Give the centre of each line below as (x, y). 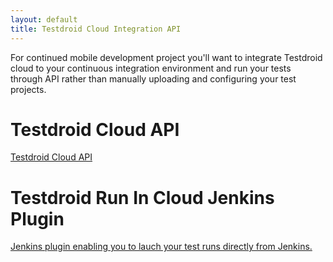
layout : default (44, 19)
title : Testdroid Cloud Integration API (96, 29)
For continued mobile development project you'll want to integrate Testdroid (166, 57)
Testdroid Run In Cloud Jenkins (142, 197)
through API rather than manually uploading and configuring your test (153, 78)
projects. (28, 89)
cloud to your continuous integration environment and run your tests (151, 68)
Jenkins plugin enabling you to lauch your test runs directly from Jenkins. (161, 247)
